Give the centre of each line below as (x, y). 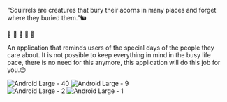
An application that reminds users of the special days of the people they (111, 48)
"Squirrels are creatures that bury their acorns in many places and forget (112, 10)
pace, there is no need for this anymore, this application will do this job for (114, 63)
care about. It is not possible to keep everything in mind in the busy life (109, 55)
